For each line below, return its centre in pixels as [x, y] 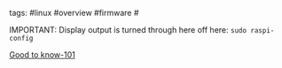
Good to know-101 [42, 55]
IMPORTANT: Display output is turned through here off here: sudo [128, 30]
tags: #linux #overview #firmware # [74, 13]
